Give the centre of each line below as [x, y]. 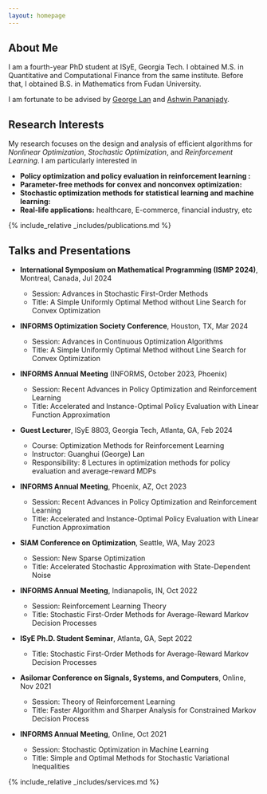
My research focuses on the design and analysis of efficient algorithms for [130, 143]
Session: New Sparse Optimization [88, 558]
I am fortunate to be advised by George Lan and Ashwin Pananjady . [119, 100]
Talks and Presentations [70, 251]
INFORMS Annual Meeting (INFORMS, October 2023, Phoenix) [123, 374]
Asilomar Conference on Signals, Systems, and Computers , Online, [133, 678]
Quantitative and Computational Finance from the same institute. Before [126, 76]
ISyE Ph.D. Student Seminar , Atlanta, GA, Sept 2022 [106, 639]
